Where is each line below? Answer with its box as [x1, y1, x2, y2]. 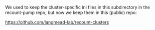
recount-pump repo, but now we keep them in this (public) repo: [5, 9, 137, 15]
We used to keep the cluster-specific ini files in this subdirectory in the [5, 4, 151, 10]
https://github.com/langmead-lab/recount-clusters [5, 19, 109, 25]
